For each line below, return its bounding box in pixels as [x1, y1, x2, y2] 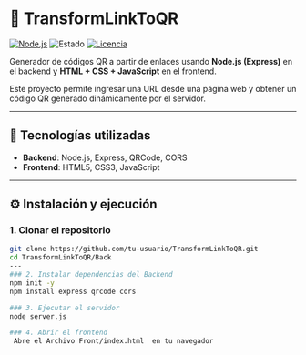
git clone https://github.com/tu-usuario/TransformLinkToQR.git [9, 245, 259, 254]
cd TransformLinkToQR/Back [9, 253, 112, 262]
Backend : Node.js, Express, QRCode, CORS [22, 152, 189, 163]
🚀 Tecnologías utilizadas [9, 127, 151, 144]
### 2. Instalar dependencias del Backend [9, 270, 173, 279]
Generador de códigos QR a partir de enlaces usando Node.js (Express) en [9, 56, 293, 66]
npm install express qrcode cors [9, 287, 137, 296]
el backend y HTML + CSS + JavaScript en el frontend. [9, 66, 217, 76]
